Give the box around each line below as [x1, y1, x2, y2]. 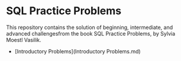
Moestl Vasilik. [6, 36, 41, 43]
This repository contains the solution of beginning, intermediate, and [6, 24, 173, 31]
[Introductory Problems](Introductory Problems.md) [14, 47, 141, 54]
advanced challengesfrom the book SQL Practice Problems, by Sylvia [6, 30, 176, 37]
